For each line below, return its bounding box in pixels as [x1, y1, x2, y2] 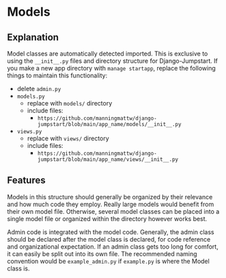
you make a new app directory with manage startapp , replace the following [7, 64, 216, 72]
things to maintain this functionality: [7, 71, 108, 79]
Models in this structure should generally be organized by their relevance [7, 192, 213, 201]
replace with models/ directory [27, 99, 113, 107]
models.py [16, 93, 46, 100]
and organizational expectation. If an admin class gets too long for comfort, [7, 242, 218, 251]
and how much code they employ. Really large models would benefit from [7, 200, 214, 208]
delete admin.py [16, 85, 61, 92]
